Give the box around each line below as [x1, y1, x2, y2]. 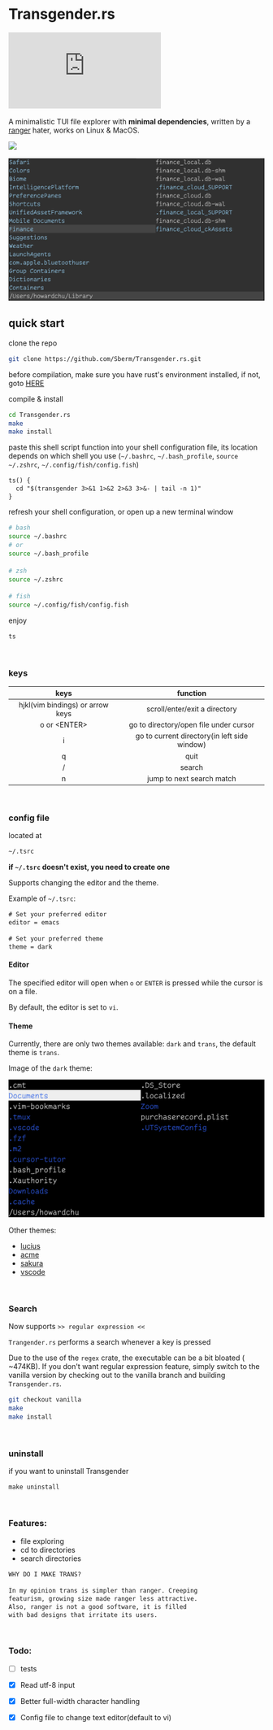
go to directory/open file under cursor [128, 720, 255, 730]
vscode [19, 1267, 46, 1276]
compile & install [8, 393, 63, 403]
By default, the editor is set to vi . [8, 1002, 119, 1012]
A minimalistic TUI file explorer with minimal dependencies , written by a [8, 116, 251, 126]
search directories [19, 1554, 81, 1563]
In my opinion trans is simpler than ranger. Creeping [8, 1586, 198, 1594]
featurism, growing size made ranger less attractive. [8, 1594, 198, 1602]
